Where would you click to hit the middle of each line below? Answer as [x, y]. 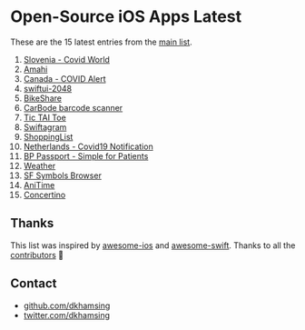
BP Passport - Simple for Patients [86, 155]
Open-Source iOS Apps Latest [126, 17]
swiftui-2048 [48, 88]
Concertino [44, 195]
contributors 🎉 [37, 255]
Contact [34, 284]
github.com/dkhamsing [67, 305]
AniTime [39, 185]
